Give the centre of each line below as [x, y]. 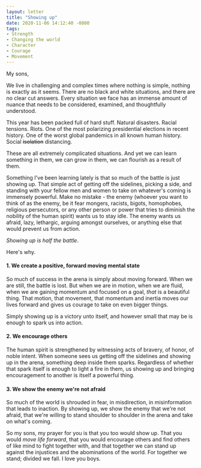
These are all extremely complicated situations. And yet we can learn [91, 153]
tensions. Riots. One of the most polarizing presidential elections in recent [97, 129]
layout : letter [25, 12]
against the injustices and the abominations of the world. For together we [97, 452]
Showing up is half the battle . [43, 240]
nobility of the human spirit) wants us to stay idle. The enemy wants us [94, 216]
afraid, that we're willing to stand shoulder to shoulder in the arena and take [100, 415]
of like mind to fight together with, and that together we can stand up [91, 446]
